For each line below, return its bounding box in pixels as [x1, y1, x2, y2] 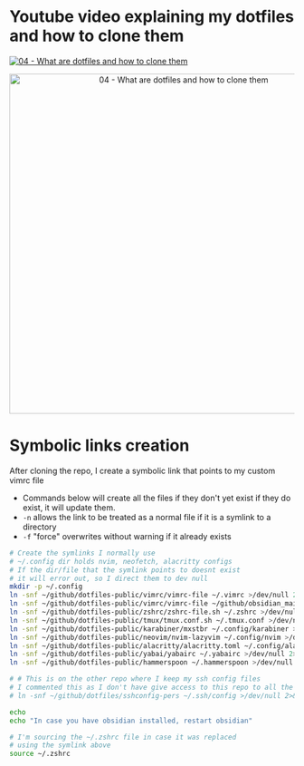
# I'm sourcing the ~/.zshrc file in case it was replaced [9, 732, 237, 742]
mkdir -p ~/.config [9, 582, 83, 591]
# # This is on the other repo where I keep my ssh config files [9, 674, 261, 684]
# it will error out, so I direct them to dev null [9, 574, 208, 583]
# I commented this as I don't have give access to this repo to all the [9, 683, 294, 692]
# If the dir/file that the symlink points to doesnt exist [9, 565, 242, 575]
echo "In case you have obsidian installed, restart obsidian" [9, 716, 253, 725]
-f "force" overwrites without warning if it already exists [22, 530, 233, 541]
